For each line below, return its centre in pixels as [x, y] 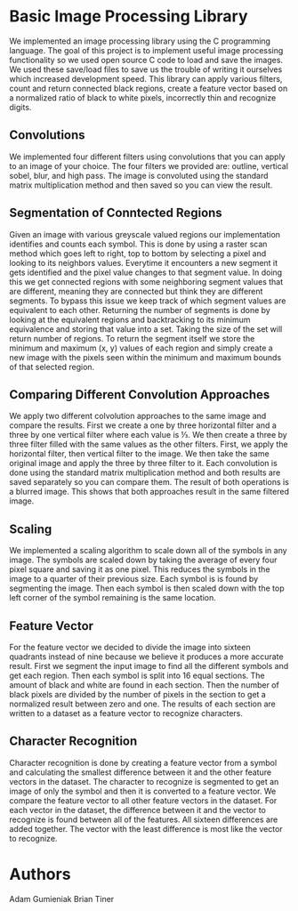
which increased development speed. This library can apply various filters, [146, 78]
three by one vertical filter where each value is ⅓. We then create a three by [148, 435]
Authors [40, 875]
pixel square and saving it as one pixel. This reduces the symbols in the [140, 569]
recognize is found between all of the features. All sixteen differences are [144, 819]
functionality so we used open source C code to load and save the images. [146, 60]
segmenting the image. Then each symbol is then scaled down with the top [147, 588]
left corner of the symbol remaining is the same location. [113, 598]
